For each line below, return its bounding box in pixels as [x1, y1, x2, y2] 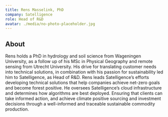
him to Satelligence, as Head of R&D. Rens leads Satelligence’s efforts [5, 74, 149, 80]
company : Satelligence [5, 12, 53, 17]
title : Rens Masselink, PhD [5, 7, 64, 12]
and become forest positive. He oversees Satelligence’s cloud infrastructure [5, 85, 162, 91]
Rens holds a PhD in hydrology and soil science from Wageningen [5, 53, 141, 59]
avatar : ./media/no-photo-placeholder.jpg [5, 21, 95, 26]
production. [5, 106, 29, 112]
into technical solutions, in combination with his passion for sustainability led [5, 69, 163, 75]
